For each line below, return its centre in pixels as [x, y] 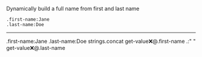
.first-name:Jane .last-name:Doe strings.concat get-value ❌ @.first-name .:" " [101, 41]
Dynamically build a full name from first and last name [73, 9]
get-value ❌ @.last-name [36, 48]
